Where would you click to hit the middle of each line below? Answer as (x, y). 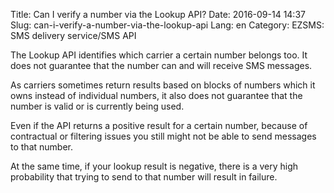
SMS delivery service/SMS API (73, 35)
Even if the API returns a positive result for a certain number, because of (159, 125)
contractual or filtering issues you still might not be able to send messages (163, 136)
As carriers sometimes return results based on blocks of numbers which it (163, 85)
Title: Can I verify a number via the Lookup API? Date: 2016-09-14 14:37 (158, 14)
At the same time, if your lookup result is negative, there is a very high (154, 166)
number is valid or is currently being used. (97, 106)
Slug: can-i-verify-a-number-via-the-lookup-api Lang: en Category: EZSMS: (167, 25)
